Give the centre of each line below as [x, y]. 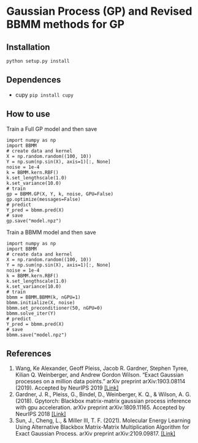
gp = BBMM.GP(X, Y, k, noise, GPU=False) [60, 194]
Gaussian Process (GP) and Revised [99, 11]
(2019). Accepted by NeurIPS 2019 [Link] [67, 388]
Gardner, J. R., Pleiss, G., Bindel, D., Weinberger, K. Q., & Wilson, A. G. [103, 394]
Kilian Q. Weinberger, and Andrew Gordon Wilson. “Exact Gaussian [99, 375]
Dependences [34, 80]
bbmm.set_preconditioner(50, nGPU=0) [55, 308]
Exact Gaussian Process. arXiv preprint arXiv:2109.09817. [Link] [95, 434]
